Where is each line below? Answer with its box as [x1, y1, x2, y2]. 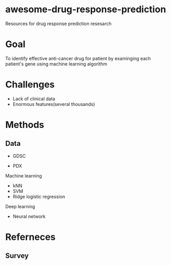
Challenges [5, 79, 55, 91]
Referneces [5, 231, 56, 242]
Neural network [12, 213, 46, 219]
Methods [5, 119, 45, 130]
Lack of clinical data [12, 96, 55, 102]
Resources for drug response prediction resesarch [5, 20, 112, 27]
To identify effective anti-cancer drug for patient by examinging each [5, 55, 151, 61]
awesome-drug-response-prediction [5, 4, 166, 15]
